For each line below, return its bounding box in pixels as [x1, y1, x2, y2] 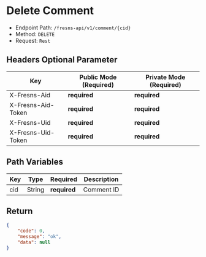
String [26, 185, 45, 193]
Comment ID [83, 185, 120, 193]
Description [83, 175, 119, 184]
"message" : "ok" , [17, 234, 62, 240]
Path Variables [6, 157, 63, 167]
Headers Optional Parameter [6, 54, 118, 65]
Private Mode [145, 73, 186, 81]
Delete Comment [6, 4, 94, 18]
